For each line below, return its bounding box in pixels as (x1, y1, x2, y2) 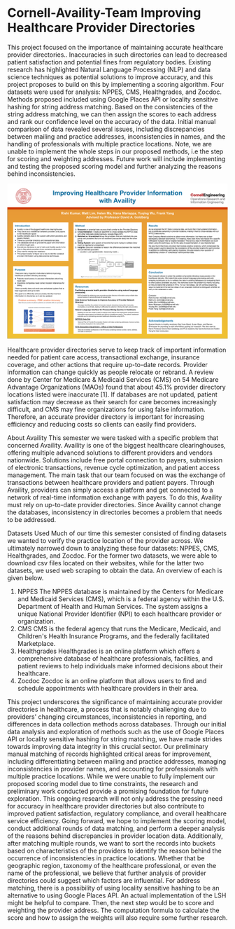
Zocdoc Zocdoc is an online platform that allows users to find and (17, 676, 207, 684)
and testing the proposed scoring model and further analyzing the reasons (7, 162, 222, 170)
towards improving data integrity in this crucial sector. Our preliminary (7, 742, 208, 750)
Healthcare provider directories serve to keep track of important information (7, 345, 227, 354)
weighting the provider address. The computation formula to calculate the (7, 906, 220, 914)
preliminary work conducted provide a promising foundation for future (7, 787, 209, 795)
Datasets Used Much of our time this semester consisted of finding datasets (7, 529, 227, 537)
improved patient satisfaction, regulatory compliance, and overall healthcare (7, 809, 227, 818)
